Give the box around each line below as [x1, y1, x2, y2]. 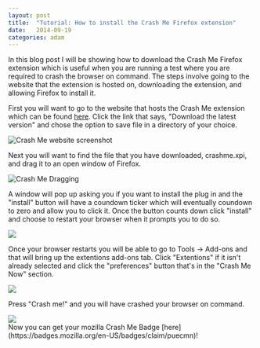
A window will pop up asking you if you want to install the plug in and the [8, 189, 243, 199]
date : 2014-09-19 [8, 26, 72, 34]
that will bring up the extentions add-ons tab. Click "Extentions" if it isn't [8, 253, 241, 262]
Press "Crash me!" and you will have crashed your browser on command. [8, 299, 245, 309]
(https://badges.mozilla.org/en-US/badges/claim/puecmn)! [8, 331, 198, 340]
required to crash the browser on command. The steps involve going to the [8, 71, 250, 81]
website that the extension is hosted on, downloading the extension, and [8, 80, 242, 90]
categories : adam [8, 33, 65, 42]
